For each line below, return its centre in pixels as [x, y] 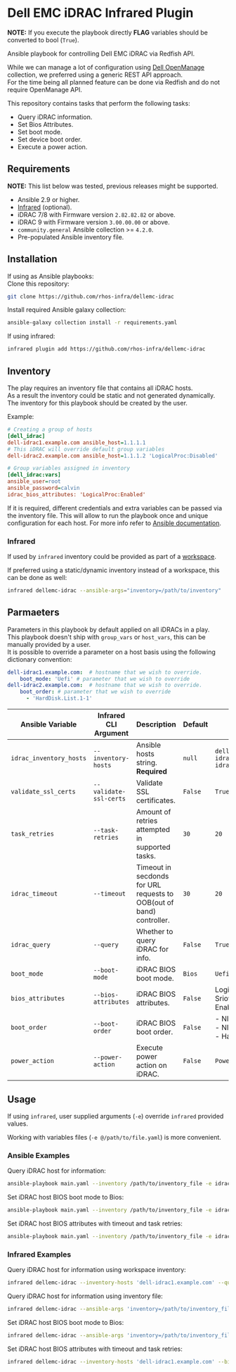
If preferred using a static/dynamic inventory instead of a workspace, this [113, 570]
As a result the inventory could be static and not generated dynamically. [111, 395]
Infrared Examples [39, 1254]
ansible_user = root [34, 482]
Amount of [153, 812]
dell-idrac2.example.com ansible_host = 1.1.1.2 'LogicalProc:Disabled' [113, 455]
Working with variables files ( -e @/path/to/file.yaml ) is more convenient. [114, 1137]
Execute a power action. [52, 146]
